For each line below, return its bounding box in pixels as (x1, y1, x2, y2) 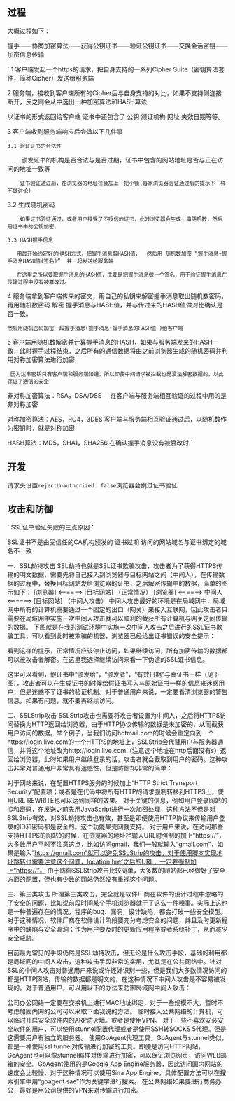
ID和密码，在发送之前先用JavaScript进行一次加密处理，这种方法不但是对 (7, 805, 216, 814)
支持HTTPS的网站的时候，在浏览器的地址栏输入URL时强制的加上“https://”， (7, 831, 225, 840)
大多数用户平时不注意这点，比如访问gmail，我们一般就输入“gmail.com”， (7, 840, 218, 849)
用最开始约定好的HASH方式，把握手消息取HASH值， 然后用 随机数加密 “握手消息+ (16, 250, 222, 257)
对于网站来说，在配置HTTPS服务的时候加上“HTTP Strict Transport (7, 779, 198, 787)
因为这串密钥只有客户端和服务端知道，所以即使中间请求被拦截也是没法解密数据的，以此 (10, 371, 224, 378)
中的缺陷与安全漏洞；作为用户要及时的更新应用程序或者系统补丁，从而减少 (13, 925, 228, 934)
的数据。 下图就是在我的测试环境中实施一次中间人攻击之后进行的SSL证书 (7, 623, 217, 632)
